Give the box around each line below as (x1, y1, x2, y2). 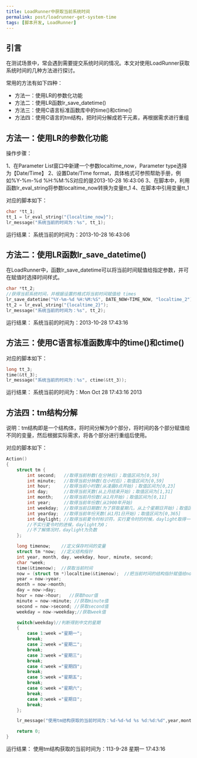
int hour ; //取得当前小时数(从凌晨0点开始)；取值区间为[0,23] (27, 484, 176, 489)
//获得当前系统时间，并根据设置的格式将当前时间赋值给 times (6, 291, 137, 297)
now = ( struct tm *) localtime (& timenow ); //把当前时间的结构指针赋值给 (16, 571, 186, 577)
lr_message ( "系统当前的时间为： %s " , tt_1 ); (6, 219, 106, 226)
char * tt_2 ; (6, 286, 35, 292)
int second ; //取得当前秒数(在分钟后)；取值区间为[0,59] (27, 472, 160, 478)
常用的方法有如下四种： (6, 80, 63, 87)
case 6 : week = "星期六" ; (27, 686, 83, 691)
